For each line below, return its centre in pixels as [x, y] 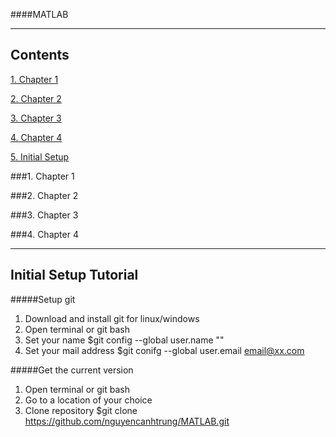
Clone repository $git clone [81, 410]
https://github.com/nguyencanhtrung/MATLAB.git [127, 421]
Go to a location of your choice [88, 400]
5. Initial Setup [40, 156]
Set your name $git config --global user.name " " [124, 340]
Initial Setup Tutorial [74, 275]
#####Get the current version [72, 370]
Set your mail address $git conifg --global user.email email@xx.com [164, 350]
